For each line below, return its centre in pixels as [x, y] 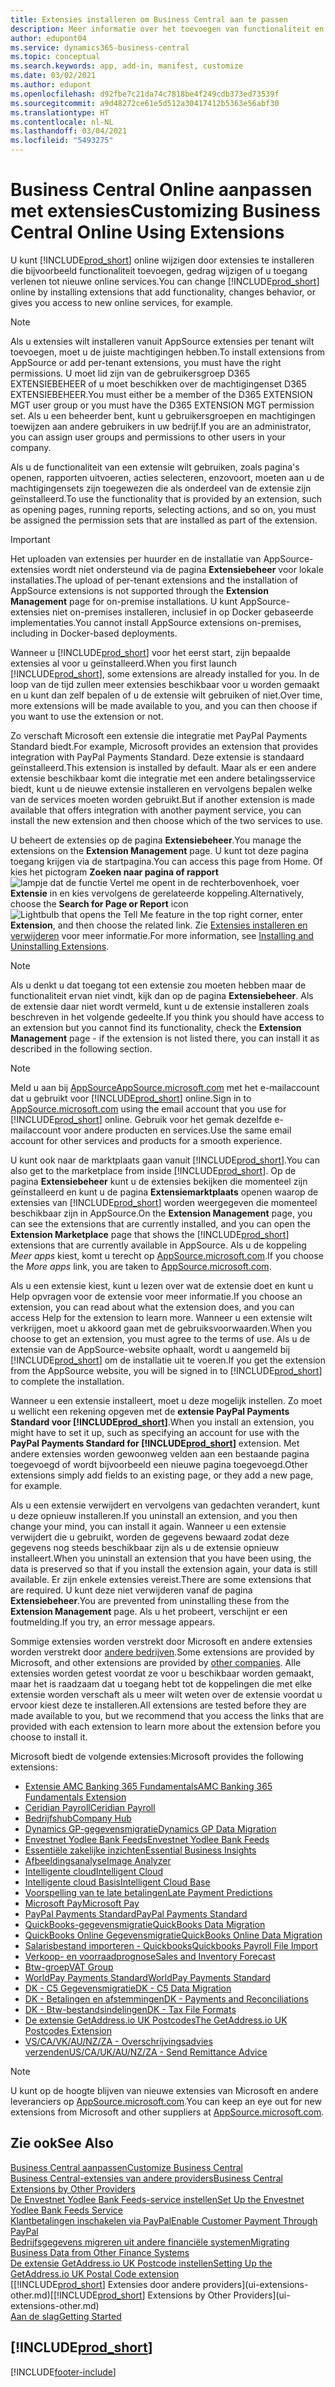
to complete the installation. [67, 1381]
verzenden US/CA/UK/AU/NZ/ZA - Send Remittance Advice [146, 2052]
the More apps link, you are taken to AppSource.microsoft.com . [141, 1266]
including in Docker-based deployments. [94, 633]
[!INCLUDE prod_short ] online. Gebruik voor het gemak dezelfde [141, 1119]
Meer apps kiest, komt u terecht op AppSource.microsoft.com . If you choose [167, 1255]
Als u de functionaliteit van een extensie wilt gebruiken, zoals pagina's [155, 467]
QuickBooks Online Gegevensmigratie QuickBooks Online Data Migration [173, 1935]
